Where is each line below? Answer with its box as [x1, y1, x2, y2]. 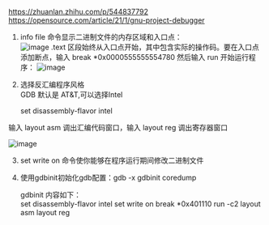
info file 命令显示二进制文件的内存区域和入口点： [19, 32, 182, 41]
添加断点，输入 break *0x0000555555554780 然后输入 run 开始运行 [19, 53, 250, 62]
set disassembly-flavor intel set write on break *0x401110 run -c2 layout [19, 199, 261, 209]
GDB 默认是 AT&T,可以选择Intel [19, 90, 123, 100]
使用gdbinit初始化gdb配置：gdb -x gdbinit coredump [19, 173, 197, 182]
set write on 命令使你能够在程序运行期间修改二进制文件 [19, 155, 204, 165]
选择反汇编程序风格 [19, 80, 85, 89]
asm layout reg [19, 208, 70, 217]
